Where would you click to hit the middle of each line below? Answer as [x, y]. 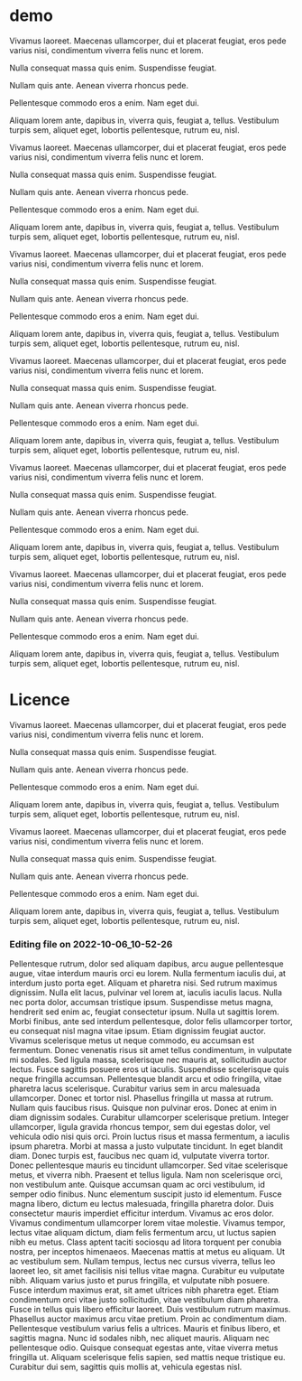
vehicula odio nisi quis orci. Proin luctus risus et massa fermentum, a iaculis [150, 1137]
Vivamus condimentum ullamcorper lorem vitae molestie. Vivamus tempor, [147, 1223]
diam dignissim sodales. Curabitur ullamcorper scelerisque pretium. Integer [149, 1117]
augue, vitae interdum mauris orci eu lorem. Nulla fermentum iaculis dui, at [148, 974]
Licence [40, 700]
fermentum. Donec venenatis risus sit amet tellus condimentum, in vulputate [151, 1050]
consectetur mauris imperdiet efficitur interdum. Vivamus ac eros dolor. [142, 1213]
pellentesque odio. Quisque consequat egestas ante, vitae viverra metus [144, 1348]
